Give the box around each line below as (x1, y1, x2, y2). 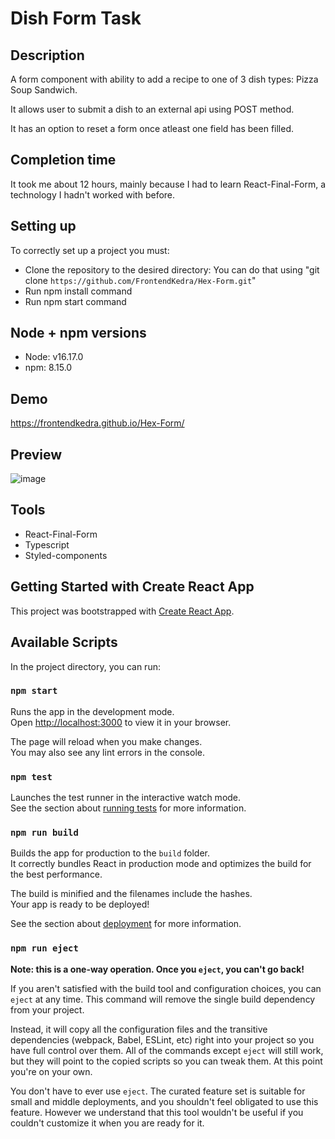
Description (10, 47, 85, 64)
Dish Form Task (10, 7, 142, 30)
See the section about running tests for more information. (10, 802, 247, 814)
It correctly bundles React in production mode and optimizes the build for (10, 858, 312, 870)
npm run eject (10, 943, 79, 954)
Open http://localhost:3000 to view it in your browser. (10, 716, 232, 728)
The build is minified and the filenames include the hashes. (10, 888, 253, 900)
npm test (10, 771, 53, 782)
